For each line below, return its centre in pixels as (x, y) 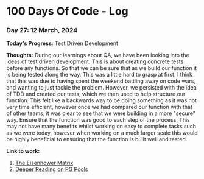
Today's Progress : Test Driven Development (62, 43)
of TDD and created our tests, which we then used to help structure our (96, 94)
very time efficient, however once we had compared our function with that (100, 107)
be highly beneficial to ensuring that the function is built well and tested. (97, 139)
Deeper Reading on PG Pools (51, 169)
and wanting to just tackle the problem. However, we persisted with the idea (101, 88)
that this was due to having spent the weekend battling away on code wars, (101, 81)
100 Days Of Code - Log (68, 11)
